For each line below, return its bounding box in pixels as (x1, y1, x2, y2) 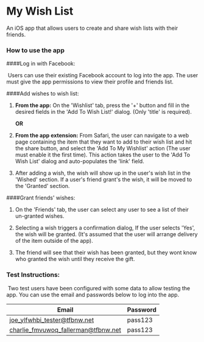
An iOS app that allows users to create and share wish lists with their (6, 24, 178, 32)
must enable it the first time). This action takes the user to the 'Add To (15, 151, 191, 159)
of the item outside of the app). (15, 237, 93, 245)
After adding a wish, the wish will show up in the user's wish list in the (15, 169, 191, 177)
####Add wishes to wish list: (6, 90, 79, 97)
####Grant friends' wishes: (6, 194, 76, 201)
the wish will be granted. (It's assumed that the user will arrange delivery (15, 231, 198, 238)
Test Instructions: (6, 271, 60, 279)
